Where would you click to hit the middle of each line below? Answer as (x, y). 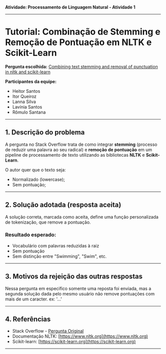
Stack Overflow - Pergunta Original (48, 331)
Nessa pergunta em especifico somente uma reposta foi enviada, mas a (78, 288)
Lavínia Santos (27, 107)
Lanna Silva (24, 102)
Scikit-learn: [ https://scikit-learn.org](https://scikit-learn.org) (74, 342)
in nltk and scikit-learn (28, 72)
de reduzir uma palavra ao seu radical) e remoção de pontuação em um (79, 149)
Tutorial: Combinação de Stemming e (83, 32)
